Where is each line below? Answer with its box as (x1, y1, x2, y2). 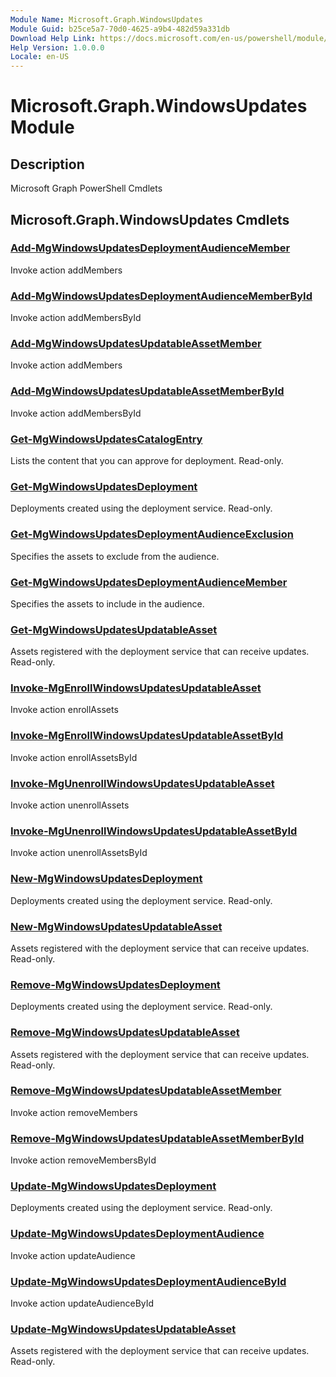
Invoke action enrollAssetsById (10, 751, 138, 763)
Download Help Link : (10, 33, 97, 43)
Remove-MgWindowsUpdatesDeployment (10, 977, 221, 991)
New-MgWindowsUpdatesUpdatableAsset (10, 919, 223, 933)
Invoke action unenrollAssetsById (10, 847, 148, 859)
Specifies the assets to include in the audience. (10, 597, 205, 610)
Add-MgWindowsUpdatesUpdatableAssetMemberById (10, 384, 285, 398)
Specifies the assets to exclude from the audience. (10, 550, 220, 562)
